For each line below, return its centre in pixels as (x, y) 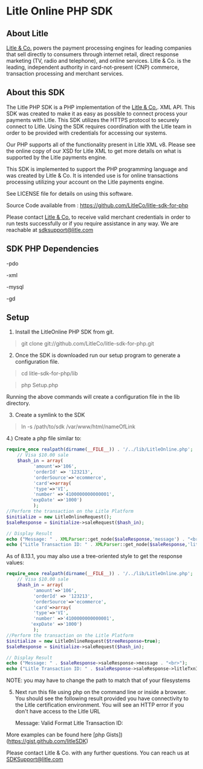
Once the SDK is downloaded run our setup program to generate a (98, 355)
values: (15, 562)
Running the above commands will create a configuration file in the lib (93, 397)
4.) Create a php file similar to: (44, 439)
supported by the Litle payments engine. (56, 157)
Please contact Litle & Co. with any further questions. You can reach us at (98, 753)
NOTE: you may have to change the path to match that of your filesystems (98, 680)
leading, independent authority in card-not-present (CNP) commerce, (93, 67)
